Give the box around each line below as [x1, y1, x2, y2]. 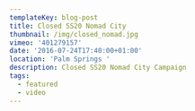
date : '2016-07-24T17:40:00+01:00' [9, 47, 143, 55]
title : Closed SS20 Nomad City [9, 21, 127, 30]
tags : [9, 72, 30, 81]
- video [17, 88, 47, 97]
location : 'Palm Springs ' [9, 55, 111, 64]
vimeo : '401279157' [9, 38, 83, 47]
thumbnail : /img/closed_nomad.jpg [9, 30, 139, 38]
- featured [17, 80, 58, 89]
